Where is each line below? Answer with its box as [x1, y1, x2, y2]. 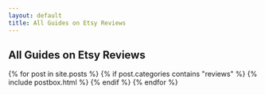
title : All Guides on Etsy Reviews [8, 19, 127, 27]
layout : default [8, 11, 62, 20]
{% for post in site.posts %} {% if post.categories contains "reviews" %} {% [8, 69, 258, 79]
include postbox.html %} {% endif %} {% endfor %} [8, 78, 178, 87]
